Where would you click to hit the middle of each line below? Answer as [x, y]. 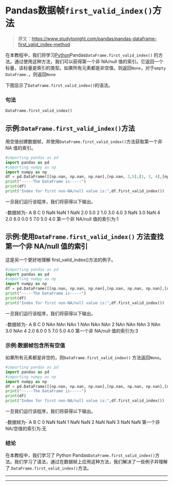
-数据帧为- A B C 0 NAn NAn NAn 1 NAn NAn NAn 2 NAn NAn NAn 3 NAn [83, 324]
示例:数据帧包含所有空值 [35, 345]
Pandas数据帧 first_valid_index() [79, 11]
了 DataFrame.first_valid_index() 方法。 [48, 468]
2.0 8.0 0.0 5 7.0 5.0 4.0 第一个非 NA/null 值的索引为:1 [62, 219]
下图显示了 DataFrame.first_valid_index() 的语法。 [59, 85]
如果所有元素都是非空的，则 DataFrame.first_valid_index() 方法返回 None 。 [85, 357]
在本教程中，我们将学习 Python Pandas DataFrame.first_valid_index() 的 [82, 55]
